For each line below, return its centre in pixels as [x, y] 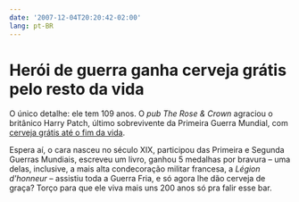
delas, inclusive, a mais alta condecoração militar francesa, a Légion [135, 169]
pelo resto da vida [77, 89]
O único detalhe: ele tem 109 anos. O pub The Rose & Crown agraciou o [141, 114]
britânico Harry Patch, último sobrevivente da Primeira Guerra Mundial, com [149, 123]
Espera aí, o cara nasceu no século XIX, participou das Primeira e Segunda [147, 150]
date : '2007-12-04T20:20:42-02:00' [75, 17]
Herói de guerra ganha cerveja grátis [148, 70]
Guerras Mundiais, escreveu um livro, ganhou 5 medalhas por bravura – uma [150, 160]
